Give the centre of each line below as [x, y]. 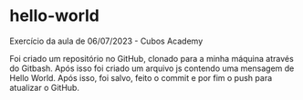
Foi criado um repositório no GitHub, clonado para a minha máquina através [151, 58]
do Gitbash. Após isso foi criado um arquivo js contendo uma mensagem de [152, 68]
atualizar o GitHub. [45, 87]
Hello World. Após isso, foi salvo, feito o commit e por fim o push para [141, 77]
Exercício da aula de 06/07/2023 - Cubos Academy [106, 41]
